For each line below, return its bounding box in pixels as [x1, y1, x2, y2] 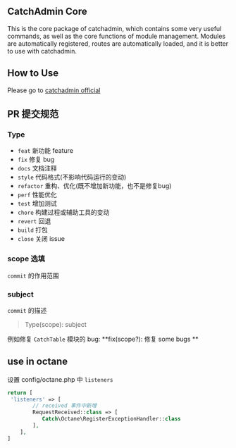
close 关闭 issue [17, 235, 66, 243]
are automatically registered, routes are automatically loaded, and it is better [7, 39, 229, 48]
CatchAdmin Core [7, 6, 87, 18]
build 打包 [17, 225, 48, 235]
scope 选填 [7, 254, 46, 263]
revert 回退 [17, 217, 51, 225]
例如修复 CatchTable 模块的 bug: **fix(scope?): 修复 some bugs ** [7, 335, 199, 343]
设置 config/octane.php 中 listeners [7, 375, 113, 383]
